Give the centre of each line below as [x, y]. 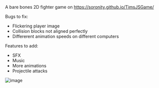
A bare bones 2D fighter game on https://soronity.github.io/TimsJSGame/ [79, 7]
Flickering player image [36, 26]
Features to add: [22, 46]
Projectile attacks [30, 71]
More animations [29, 66]
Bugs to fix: [17, 16]
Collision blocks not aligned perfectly [50, 31]
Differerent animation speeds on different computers [65, 36]
